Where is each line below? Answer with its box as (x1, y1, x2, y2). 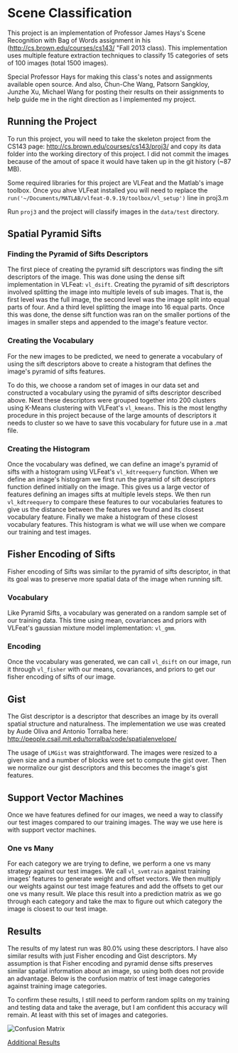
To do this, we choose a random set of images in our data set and (7, 381, 200, 389)
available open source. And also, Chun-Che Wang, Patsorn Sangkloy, (7, 80, 210, 88)
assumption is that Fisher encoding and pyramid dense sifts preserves (7, 959, 213, 968)
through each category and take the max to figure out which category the (7, 897, 222, 906)
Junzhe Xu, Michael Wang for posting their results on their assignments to (7, 87, 225, 96)
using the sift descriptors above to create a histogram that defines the (7, 359, 212, 368)
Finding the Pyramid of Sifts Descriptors (7, 249, 148, 259)
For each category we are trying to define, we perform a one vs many (7, 859, 211, 868)
